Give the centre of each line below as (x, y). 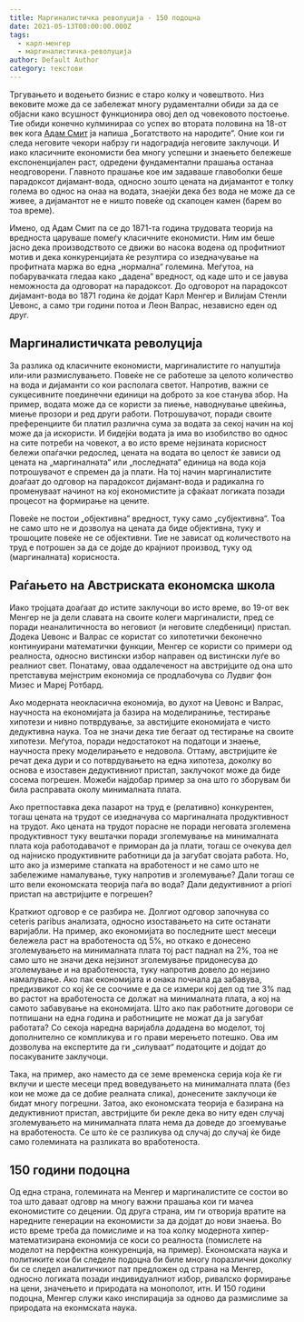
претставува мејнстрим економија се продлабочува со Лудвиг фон (141, 675)
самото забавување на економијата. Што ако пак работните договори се (152, 1008)
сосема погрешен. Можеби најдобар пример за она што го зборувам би (150, 779)
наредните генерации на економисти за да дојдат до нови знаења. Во (146, 1221)
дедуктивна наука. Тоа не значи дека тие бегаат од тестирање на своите (152, 731)
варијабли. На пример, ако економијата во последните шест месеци (143, 931)
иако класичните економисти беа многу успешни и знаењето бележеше (151, 152)
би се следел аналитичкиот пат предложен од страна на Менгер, (137, 1269)
